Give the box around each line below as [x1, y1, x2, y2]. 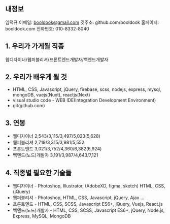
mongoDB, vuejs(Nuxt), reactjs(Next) [12, 92, 90, 98]
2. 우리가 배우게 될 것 [5, 73, 67, 81]
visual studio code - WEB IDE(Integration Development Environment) [12, 97, 156, 103]
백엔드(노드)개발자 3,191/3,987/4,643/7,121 [12, 152, 98, 158]
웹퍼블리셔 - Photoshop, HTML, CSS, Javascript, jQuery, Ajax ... [12, 195, 145, 201]
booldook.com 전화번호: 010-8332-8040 [5, 25, 90, 31]
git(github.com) [12, 103, 45, 109]
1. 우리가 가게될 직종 [5, 42, 64, 51]
